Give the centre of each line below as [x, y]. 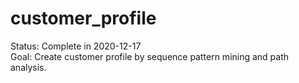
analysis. [28, 67]
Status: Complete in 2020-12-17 [76, 46]
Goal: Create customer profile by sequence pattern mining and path [150, 56]
